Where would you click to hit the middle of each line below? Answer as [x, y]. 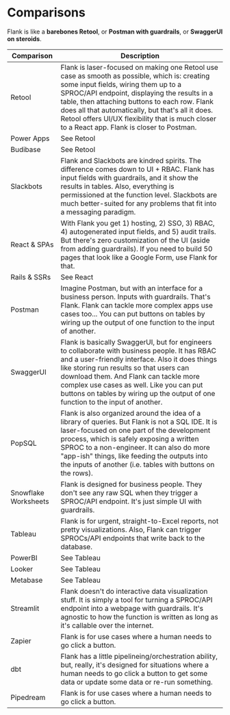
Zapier [21, 640]
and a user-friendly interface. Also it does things [139, 359]
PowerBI [24, 557]
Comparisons [46, 13]
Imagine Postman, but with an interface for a [132, 288]
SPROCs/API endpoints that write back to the [133, 538]
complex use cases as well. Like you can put [132, 385]
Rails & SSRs [31, 277]
